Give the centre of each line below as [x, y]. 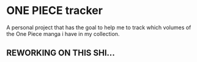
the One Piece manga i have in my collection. [63, 33]
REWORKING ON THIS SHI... [61, 53]
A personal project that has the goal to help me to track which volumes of [99, 27]
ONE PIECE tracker [54, 11]
